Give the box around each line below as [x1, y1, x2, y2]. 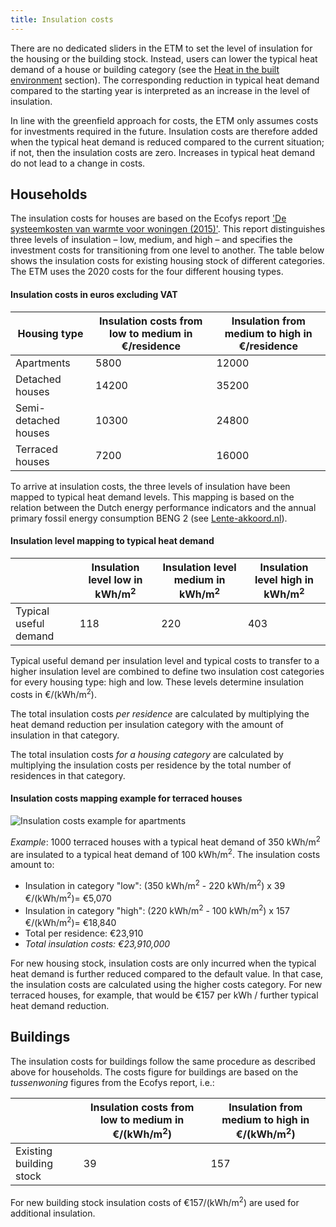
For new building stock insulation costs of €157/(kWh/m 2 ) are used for [10, 1195, 300, 1208]
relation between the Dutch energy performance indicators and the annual [10, 501, 317, 513]
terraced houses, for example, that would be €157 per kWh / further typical [10, 989, 319, 1001]
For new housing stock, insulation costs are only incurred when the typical [10, 957, 317, 969]
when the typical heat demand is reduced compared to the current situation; [10, 136, 325, 148]
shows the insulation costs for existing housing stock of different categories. [10, 255, 326, 267]
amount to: [10, 859, 55, 871]
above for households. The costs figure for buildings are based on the [10, 1066, 299, 1078]
